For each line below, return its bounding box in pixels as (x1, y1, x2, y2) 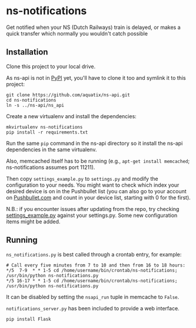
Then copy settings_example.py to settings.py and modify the (6, 175, 158, 182)
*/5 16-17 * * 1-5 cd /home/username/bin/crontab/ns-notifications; (6, 278, 178, 284)
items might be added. (6, 217, 61, 225)
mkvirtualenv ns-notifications (6, 124, 83, 130)
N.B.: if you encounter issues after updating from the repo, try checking (6, 205, 180, 212)
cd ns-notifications (6, 97, 57, 103)
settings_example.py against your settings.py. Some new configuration (6, 212, 178, 219)
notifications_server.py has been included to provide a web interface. (6, 304, 180, 311)
